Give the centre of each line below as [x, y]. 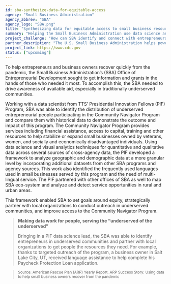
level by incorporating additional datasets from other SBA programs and [81, 163]
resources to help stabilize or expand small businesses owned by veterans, [84, 136]
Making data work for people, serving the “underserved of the [85, 220]
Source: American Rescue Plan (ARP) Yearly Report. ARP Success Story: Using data [91, 272]
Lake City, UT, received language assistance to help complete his [86, 258]
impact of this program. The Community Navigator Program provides [77, 125]
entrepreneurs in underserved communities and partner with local [87, 241]
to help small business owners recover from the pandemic [68, 277]
